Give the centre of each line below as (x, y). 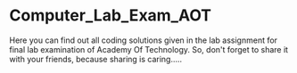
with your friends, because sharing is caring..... (96, 59)
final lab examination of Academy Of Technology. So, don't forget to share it (148, 49)
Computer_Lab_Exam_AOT (111, 16)
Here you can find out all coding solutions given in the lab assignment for (144, 40)
